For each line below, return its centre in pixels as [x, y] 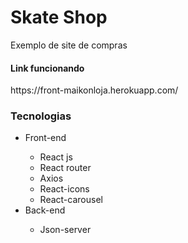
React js [56, 157]
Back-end [45, 210]
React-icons [64, 189]
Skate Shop [59, 17]
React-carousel [71, 200]
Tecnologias [41, 116]
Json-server [65, 230]
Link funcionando [47, 68]
